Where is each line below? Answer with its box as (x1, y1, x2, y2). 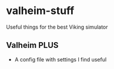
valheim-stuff (6, 4, 75, 18)
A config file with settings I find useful (14, 56, 107, 63)
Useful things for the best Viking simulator (6, 23, 108, 30)
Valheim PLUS (6, 40, 59, 50)
